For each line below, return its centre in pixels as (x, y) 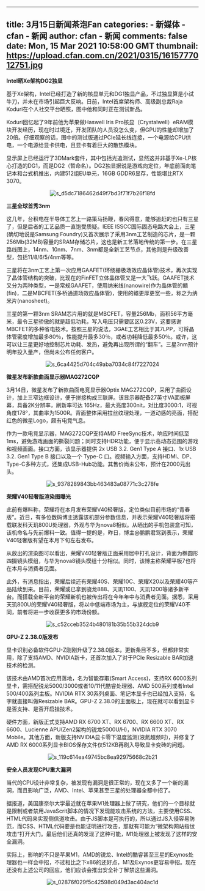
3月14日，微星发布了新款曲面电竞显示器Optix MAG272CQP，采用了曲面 (96, 390)
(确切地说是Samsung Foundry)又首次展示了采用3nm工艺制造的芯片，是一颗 (101, 234)
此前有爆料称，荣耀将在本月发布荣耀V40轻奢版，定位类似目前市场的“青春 (98, 509)
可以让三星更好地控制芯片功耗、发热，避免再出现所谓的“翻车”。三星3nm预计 (103, 344)
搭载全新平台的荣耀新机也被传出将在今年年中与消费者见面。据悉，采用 (110, 597)
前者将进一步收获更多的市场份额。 (59, 612)
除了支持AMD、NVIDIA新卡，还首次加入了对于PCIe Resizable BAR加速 (105, 657)
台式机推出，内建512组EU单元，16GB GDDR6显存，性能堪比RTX (103, 173)
